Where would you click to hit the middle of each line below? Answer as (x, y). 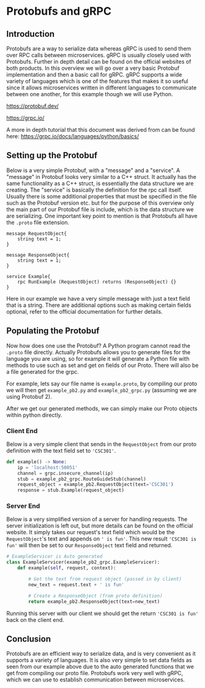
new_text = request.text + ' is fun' (76, 584)
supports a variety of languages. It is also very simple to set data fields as (99, 660)
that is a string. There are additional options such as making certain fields (99, 305)
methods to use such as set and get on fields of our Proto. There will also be (102, 365)
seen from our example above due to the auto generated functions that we (100, 667)
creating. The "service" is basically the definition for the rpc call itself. (94, 190)
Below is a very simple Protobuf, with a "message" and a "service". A (93, 170)
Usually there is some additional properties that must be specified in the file (102, 196)
